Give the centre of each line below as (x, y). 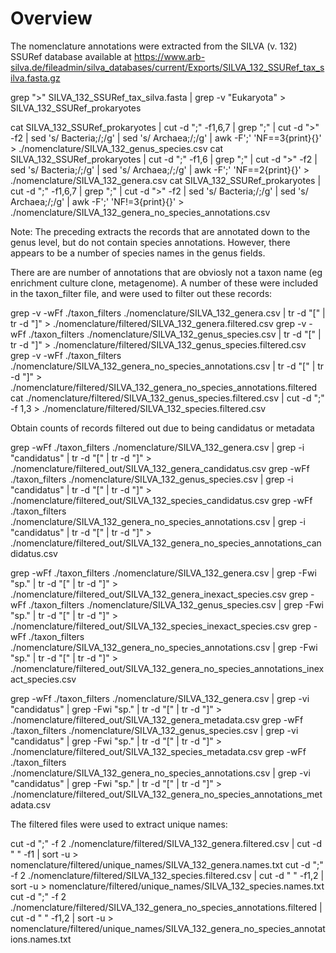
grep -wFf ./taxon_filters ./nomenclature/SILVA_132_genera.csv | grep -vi (160, 698)
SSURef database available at (71, 56)
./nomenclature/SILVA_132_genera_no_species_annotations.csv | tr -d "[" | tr (167, 366)
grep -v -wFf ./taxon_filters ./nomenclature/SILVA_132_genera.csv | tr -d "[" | (168, 313)
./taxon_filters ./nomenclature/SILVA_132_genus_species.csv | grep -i (152, 479)
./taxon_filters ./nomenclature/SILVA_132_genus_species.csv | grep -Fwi (176, 604)
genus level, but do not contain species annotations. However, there (150, 242)
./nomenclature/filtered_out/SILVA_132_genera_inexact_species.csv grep (159, 594)
